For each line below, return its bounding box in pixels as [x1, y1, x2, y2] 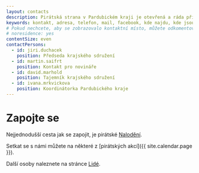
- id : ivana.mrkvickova [11, 81, 70, 86]
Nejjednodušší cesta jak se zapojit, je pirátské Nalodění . [6, 131, 142, 138]
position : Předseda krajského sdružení [17, 53, 115, 59]
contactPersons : [6, 42, 46, 48]
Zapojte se [6, 111, 59, 125]
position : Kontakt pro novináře [17, 63, 97, 70]
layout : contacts [6, 8, 49, 15]
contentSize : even [6, 36, 52, 42]
